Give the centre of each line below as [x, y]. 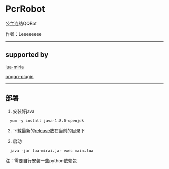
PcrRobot [25, 9]
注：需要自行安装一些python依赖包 [41, 160]
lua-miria [15, 67]
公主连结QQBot [21, 23]
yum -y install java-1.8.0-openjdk [47, 121]
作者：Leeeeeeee [23, 34]
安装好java [23, 111]
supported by [27, 55]
